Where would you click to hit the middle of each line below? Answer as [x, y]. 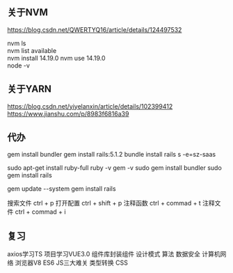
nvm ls [17, 43]
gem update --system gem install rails [62, 189]
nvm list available [32, 50]
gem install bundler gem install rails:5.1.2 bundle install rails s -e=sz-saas [112, 155]
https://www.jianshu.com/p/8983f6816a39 [68, 114]
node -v [18, 65]
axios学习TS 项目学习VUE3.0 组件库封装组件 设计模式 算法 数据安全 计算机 [114, 254]
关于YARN [30, 89]
